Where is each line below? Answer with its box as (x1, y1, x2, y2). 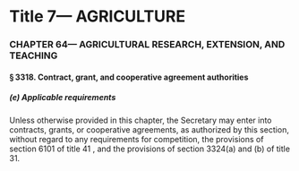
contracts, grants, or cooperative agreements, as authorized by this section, (9, 124, 289, 135)
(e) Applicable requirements (9, 92, 116, 103)
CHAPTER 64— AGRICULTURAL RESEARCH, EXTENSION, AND (9, 38, 286, 51)
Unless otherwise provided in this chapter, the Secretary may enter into (9, 115, 272, 125)
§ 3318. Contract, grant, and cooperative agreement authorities (9, 72, 249, 82)
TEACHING (9, 49, 58, 62)
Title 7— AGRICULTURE (9, 6, 186, 27)
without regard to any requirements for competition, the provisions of (9, 133, 264, 144)
